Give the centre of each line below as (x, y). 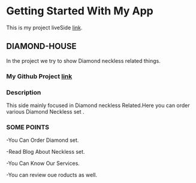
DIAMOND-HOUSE (41, 46)
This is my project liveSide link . (44, 28)
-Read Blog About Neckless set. (46, 152)
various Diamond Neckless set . (46, 111)
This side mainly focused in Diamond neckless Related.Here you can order (98, 105)
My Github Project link (39, 76)
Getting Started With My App (80, 11)
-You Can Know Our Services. (43, 163)
